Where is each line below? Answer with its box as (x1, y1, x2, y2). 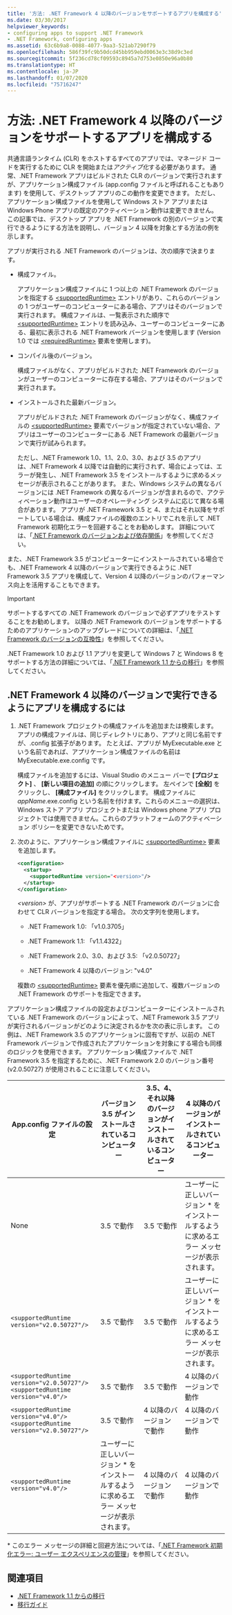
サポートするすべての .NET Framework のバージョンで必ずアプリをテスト (7, 609, 215, 617)
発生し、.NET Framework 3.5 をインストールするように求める (35, 471, 211, 480)
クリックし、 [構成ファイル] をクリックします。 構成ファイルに (17, 788, 196, 796)
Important (7, 594, 35, 603)
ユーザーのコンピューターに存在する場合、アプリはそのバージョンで (29, 375, 223, 383)
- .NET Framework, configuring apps (7, 36, 113, 43)
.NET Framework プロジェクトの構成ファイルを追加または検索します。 (17, 722, 217, 730)
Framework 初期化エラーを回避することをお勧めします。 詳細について (17, 523, 215, 531)
